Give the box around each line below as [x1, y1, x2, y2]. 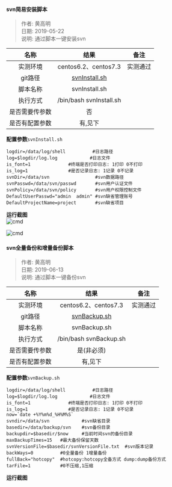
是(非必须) [77, 346, 106, 355]
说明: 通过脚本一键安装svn [20, 35, 86, 42]
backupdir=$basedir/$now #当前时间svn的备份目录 [6, 431, 134, 437]
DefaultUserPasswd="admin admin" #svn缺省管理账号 [6, 193, 134, 200]
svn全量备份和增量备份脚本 [6, 244, 74, 251]
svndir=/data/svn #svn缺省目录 [6, 418, 111, 424]
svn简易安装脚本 [6, 5, 48, 13]
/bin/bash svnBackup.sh [57, 335, 126, 343]
